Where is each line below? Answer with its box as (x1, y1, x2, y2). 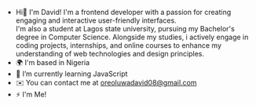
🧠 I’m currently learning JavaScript (15, 69, 128, 78)
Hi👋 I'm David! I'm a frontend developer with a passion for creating (15, 8, 232, 16)
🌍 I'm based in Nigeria (15, 58, 90, 67)
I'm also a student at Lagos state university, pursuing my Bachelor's (15, 24, 236, 33)
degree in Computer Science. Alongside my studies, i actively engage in (15, 32, 249, 42)
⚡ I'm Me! (15, 90, 47, 99)
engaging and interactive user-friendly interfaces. (15, 16, 177, 25)
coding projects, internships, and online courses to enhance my (15, 41, 222, 50)
